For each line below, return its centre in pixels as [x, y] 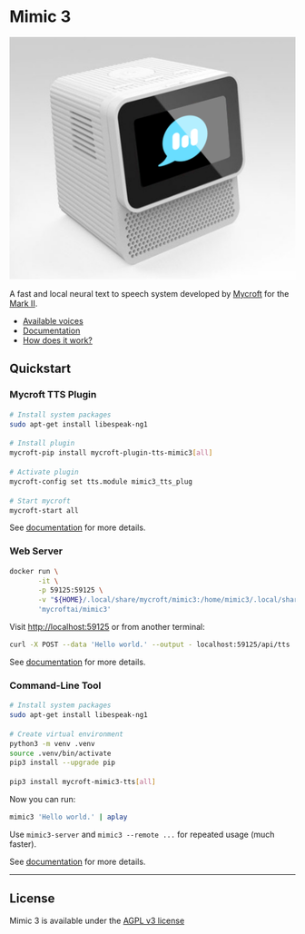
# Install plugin [42, 443]
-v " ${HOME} [60, 600]
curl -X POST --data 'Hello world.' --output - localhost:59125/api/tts [150, 645]
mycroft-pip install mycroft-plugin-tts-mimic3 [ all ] [111, 453]
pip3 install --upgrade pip [63, 763]
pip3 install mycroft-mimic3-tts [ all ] [83, 782]
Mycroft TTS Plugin [53, 395]
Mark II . [24, 304]
